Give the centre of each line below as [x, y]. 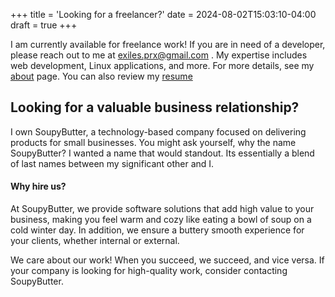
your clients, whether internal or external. [95, 241]
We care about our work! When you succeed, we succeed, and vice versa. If [167, 260]
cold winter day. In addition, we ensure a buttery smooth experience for [157, 230]
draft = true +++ [44, 25]
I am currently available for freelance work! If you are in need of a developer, [168, 44]
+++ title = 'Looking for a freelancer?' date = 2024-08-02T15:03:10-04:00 [163, 14]
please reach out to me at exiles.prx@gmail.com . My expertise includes [159, 55]
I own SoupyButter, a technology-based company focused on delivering [158, 131]
